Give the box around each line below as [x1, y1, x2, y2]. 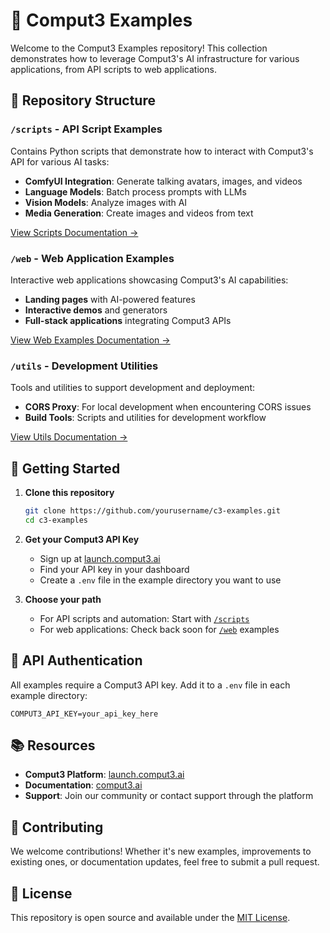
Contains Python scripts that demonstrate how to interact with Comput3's [10, 145, 314, 157]
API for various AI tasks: [10, 155, 110, 168]
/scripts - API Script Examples [10, 122, 163, 136]
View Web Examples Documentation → [10, 334, 171, 346]
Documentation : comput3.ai [24, 779, 143, 791]
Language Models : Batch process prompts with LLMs [24, 185, 247, 198]
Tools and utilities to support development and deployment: [10, 382, 256, 394]
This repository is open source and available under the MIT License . [10, 912, 291, 924]
